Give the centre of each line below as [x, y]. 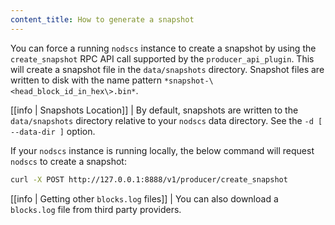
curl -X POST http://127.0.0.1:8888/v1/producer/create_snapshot [149, 179]
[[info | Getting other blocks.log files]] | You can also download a [144, 198]
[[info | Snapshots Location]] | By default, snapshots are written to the [154, 110]
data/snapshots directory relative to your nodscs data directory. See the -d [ [166, 120]
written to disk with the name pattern [86, 80]
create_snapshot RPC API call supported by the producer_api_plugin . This [162, 58]
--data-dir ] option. [53, 131]
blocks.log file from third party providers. [96, 209]
